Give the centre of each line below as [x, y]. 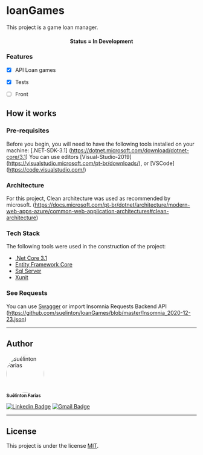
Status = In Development [101, 41]
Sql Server [28, 271]
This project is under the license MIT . [53, 446]
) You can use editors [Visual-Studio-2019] [79, 157]
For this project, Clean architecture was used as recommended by [89, 198]
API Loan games [35, 69]
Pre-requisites [28, 131]
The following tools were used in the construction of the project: [86, 247]
